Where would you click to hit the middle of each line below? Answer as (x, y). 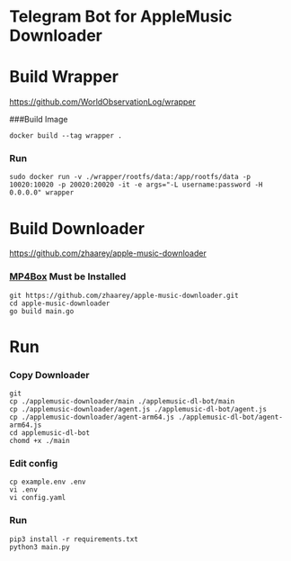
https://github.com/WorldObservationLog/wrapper (102, 102)
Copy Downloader (49, 375)
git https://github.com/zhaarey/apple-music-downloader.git (124, 295)
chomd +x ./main (40, 441)
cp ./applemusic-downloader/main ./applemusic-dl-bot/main (122, 402)
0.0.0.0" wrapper (42, 193)
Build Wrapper (64, 77)
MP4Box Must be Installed (68, 276)
